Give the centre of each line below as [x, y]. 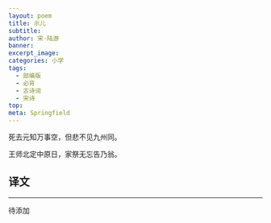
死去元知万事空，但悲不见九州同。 [65, 137]
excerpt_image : [34, 53]
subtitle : [25, 31]
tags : [17, 68]
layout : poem [30, 16]
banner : [21, 46]
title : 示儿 [27, 23]
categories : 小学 [36, 61]
